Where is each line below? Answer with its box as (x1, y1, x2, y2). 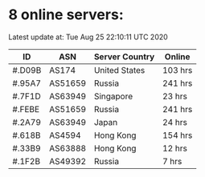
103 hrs (162, 64, 193, 75)
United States (93, 64, 146, 75)
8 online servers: (8, 6, 124, 24)
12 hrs (162, 143, 187, 154)
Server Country (93, 50, 155, 62)
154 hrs (162, 130, 193, 141)
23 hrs (162, 91, 187, 102)
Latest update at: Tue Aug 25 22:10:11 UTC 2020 (8, 32, 169, 42)
